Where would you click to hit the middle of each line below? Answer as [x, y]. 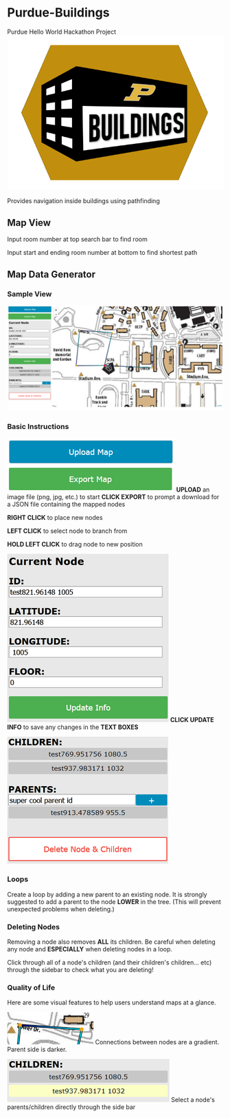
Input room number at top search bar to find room [77, 240]
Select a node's [193, 1100]
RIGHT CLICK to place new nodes [55, 518]
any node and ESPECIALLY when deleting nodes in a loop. [90, 949]
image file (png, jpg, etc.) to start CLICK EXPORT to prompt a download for [113, 497]
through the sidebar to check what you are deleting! [80, 969]
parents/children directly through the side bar [71, 1107]
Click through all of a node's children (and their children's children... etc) [110, 962]
